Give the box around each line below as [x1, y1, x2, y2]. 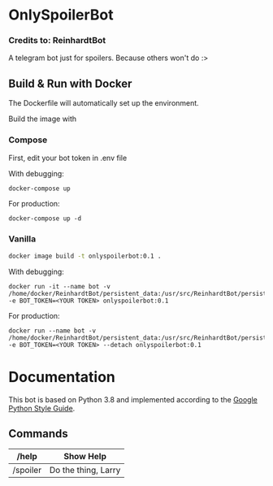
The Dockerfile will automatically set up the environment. [8, 98, 199, 108]
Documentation [8, 367, 116, 386]
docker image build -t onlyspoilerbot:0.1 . [8, 252, 162, 260]
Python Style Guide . [8, 403, 76, 413]
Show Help [63, 451, 107, 462]
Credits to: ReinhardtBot [8, 35, 106, 46]
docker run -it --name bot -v [8, 282, 111, 290]
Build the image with [8, 114, 77, 124]
